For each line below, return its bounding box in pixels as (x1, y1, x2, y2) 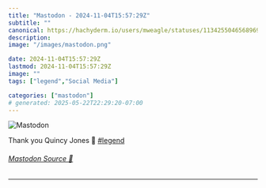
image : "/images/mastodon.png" (8, 41, 112, 49)
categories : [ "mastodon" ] (8, 92, 93, 100)
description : (8, 33, 51, 42)
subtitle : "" (8, 19, 51, 27)
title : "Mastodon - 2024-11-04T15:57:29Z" (8, 11, 150, 20)
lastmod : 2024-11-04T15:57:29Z (8, 62, 112, 71)
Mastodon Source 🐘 (8, 153, 74, 163)
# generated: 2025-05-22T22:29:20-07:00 (8, 99, 144, 107)
